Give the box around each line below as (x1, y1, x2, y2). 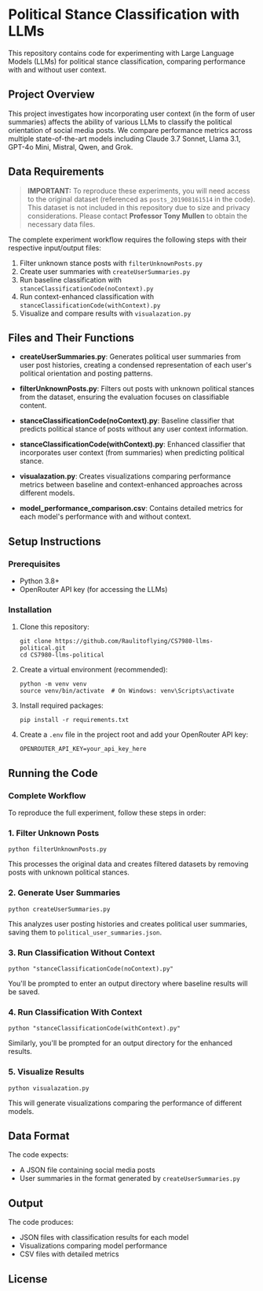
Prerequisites (8, 558, 60, 569)
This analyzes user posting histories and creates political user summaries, (8, 919, 248, 928)
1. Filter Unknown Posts (8, 827, 100, 838)
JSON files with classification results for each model (19, 1233, 189, 1242)
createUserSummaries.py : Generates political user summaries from (19, 352, 241, 361)
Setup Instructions (8, 535, 101, 548)
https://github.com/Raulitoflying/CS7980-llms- (54, 638, 214, 645)
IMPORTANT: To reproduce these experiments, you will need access (27, 186, 250, 195)
